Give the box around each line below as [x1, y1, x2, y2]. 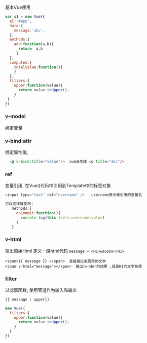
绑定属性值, [5, 150, 29, 155]
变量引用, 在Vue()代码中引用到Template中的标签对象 [5, 183, 111, 189]
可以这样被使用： [5, 201, 35, 206]
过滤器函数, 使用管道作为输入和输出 [5, 287, 77, 293]
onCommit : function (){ [16, 210, 61, 216]
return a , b [18, 46, 43, 51]
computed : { [9, 60, 32, 65]
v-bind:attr [5, 137, 32, 144]
